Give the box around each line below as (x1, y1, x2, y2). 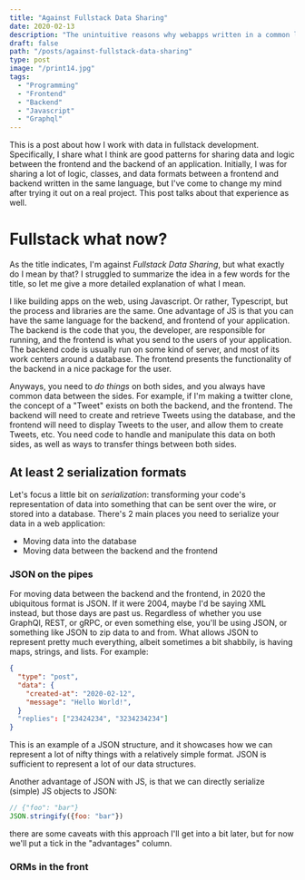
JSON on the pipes (9, 568, 93, 581)
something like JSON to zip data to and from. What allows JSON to (9, 627, 259, 638)
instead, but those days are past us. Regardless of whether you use (9, 608, 261, 619)
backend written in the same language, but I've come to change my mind (9, 178, 282, 189)
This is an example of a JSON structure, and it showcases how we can (9, 739, 273, 750)
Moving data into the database (22, 535, 137, 546)
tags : (9, 73, 30, 82)
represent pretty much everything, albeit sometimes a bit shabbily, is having (9, 637, 293, 648)
